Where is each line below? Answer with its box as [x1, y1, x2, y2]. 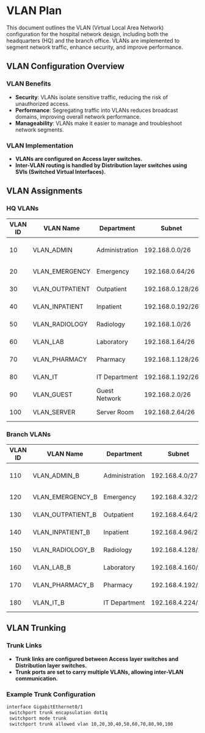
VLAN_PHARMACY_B [32, 581, 95, 589]
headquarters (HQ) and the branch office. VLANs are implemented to [6, 37, 180, 44]
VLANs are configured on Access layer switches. [15, 155, 143, 162]
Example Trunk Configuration [6, 690, 96, 698]
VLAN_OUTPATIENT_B [32, 510, 97, 519]
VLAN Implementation [6, 141, 74, 150]
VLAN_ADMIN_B [32, 471, 80, 480]
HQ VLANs [6, 204, 39, 213]
